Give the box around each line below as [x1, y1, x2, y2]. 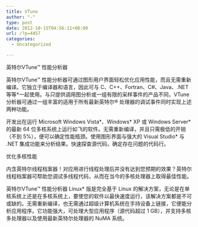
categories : [6, 36, 35, 42]
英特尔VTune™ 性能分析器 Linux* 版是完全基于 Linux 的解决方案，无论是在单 [6, 185, 190, 192]
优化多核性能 [6, 153, 37, 160]
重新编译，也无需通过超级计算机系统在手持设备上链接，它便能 [37, 200, 187, 207]
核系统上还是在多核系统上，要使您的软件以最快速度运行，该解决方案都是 [6, 192, 181, 199]
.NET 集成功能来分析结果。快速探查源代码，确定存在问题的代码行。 [6, 140, 169, 147]
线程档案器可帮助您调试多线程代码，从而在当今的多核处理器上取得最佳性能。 [6, 172, 192, 180]
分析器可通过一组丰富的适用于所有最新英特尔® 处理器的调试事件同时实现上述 [6, 98, 192, 105]
